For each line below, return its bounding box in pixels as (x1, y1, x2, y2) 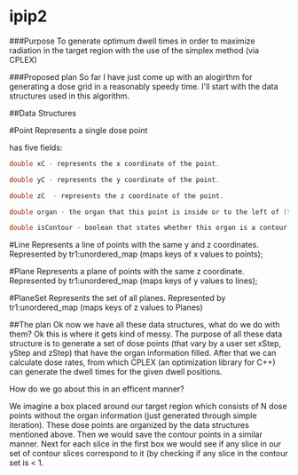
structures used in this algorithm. (9, 91, 130, 101)
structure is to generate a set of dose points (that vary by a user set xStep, (9, 338, 282, 349)
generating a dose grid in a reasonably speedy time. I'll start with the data (9, 81, 278, 91)
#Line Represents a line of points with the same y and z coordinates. (9, 240, 260, 250)
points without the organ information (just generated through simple (9, 410, 257, 421)
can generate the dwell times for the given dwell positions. (9, 367, 223, 377)
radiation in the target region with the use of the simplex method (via (9, 44, 260, 55)
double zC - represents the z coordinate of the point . (9, 191, 224, 201)
